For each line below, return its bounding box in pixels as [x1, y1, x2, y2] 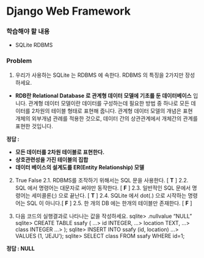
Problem [6, 57, 32, 65]
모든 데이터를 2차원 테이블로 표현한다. [15, 148, 105, 156]
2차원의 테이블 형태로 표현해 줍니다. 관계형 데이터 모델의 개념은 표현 [31, 107, 193, 114]
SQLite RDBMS [15, 41, 53, 49]
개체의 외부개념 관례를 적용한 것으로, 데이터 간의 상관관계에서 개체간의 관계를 [15, 115, 199, 122]
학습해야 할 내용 [6, 27, 50, 36]
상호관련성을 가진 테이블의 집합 [15, 156, 89, 163]
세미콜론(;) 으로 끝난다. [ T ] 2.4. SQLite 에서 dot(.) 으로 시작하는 [31, 192, 187, 199]
